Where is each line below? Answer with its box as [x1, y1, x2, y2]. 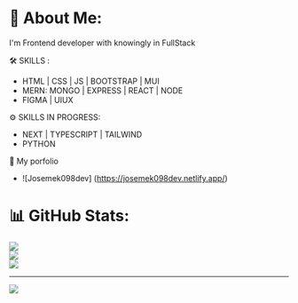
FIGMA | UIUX [21, 94, 74, 105]
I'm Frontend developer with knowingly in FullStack [9, 37, 196, 48]
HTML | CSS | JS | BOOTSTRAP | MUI [21, 76, 160, 86]
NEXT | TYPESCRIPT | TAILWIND [21, 129, 143, 140]
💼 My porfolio [9, 155, 59, 166]
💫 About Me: [9, 8, 103, 28]
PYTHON [21, 138, 56, 149]
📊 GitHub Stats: [9, 206, 130, 226]
